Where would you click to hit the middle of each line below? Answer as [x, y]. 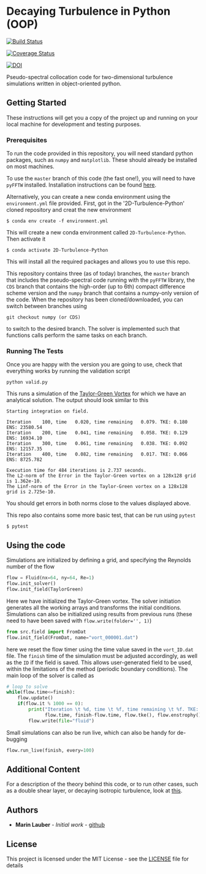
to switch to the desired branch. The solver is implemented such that [93, 329]
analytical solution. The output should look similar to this [78, 400]
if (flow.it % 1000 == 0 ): [51, 704]
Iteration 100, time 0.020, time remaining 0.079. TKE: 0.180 [97, 422]
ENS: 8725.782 [25, 460]
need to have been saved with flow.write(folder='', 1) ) [79, 621]
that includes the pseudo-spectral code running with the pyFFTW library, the [101, 280]
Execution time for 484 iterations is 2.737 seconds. [77, 471]
